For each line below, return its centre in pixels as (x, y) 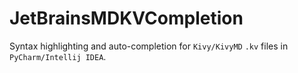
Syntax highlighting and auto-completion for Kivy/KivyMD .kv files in (149, 46)
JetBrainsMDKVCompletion (126, 18)
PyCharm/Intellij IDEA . (58, 56)
